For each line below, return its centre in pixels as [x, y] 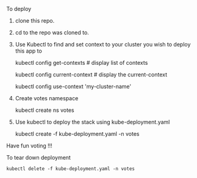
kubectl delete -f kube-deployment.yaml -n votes [71, 169]
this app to [29, 51]
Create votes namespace [47, 98]
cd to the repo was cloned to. [52, 32]
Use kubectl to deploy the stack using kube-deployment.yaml [92, 122]
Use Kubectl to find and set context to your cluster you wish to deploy [103, 44]
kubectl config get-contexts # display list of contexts [81, 63]
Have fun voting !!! [30, 146]
